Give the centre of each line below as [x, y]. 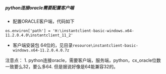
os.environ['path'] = [28, 31]
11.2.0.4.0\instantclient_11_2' [39, 35]
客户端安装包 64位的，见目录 [43, 45]
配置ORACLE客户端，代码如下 [43, 21]
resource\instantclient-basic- [105, 45]
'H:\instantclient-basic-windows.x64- [94, 31]
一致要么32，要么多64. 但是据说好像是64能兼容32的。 [62, 66]
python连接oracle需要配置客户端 [40, 8]
